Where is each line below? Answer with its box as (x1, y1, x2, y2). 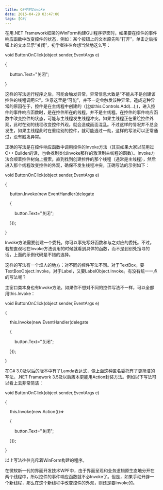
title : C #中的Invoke (5, 7, 45, 12)
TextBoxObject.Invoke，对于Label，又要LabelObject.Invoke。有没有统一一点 (5, 268, 158, 274)
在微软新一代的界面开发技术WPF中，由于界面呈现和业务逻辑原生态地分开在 (5, 468, 155, 473)
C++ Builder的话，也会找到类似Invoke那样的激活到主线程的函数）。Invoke (5, 150, 151, 156)
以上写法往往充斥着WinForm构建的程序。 (5, 457, 87, 463)
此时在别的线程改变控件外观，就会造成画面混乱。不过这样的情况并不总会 (13, 122, 158, 127)
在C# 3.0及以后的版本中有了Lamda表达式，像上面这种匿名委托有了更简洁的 (5, 368, 155, 374)
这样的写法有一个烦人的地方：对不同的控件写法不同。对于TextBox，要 (5, 262, 145, 268)
